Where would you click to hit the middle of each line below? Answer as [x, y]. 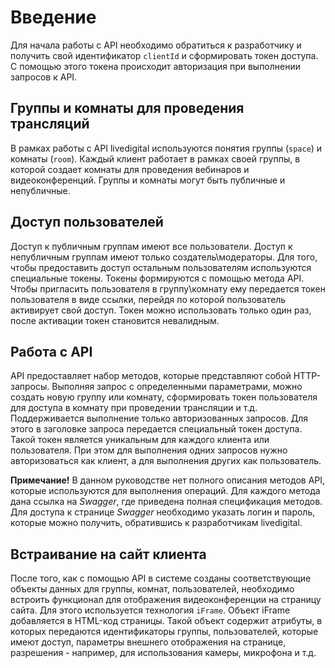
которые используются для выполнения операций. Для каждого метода [165, 491]
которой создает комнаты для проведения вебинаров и [130, 169]
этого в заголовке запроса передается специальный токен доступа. [156, 429]
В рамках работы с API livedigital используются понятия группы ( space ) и [166, 148]
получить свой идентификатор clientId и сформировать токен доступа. [164, 55]
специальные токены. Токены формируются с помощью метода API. [157, 278]
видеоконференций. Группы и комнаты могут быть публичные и [148, 180]
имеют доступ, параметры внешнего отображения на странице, [148, 642]
